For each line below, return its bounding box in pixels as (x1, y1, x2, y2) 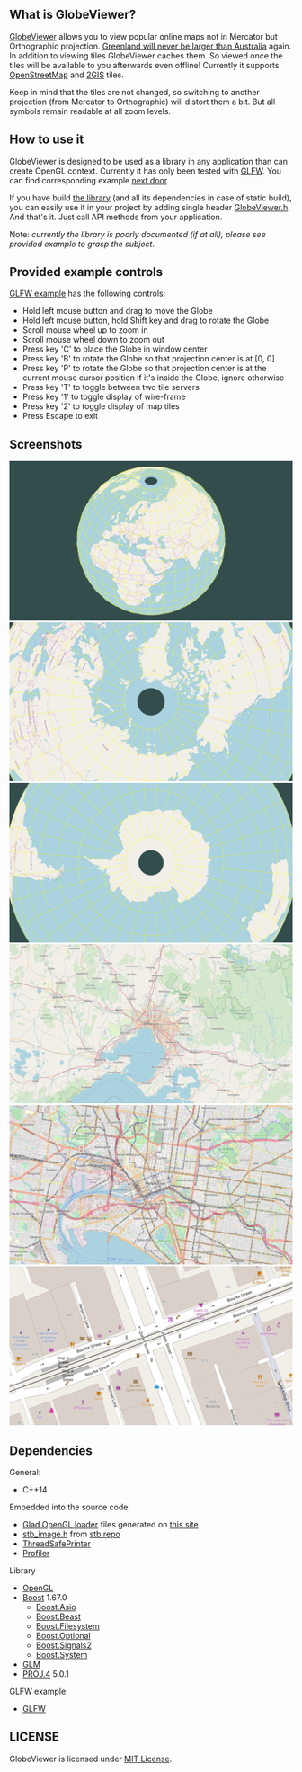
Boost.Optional (35, 1631, 92, 1642)
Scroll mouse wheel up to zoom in (22, 325, 148, 335)
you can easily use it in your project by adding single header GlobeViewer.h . (9, 201, 290, 212)
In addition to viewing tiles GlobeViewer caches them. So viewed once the (9, 49, 283, 61)
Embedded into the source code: (9, 1501, 130, 1513)
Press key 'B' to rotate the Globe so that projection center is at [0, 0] (22, 353, 276, 364)
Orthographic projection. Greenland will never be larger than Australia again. (9, 40, 292, 51)
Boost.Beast (35, 1611, 81, 1622)
